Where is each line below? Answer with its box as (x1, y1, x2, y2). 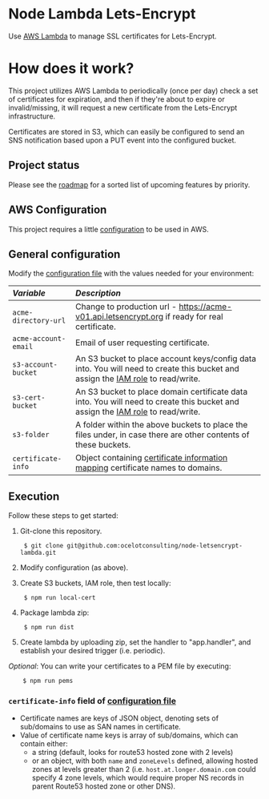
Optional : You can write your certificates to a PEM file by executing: (8, 661, 231, 671)
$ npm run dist (23, 624, 74, 632)
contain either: (19, 739, 68, 749)
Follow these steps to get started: (8, 511, 118, 520)
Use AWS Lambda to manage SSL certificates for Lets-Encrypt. (8, 31, 218, 41)
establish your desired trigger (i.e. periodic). (19, 646, 166, 656)
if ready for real (165, 311, 223, 323)
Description (75, 287, 122, 299)
